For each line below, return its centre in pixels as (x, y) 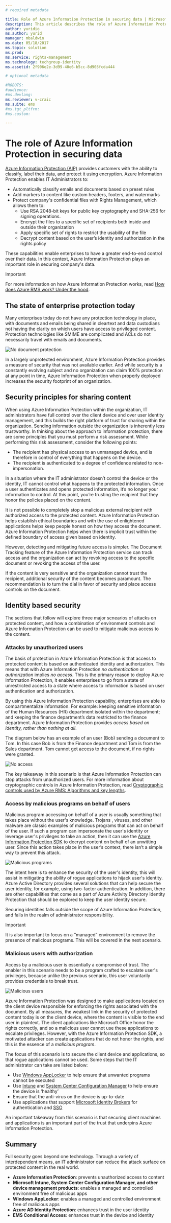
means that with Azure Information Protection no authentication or (75, 669)
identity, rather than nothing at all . (41, 728)
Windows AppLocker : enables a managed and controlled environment (87, 1199)
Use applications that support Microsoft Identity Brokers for (75, 1102)
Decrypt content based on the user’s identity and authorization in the (92, 238)
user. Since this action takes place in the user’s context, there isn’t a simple (84, 847)
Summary (21, 1144)
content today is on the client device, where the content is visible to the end (85, 1017)
